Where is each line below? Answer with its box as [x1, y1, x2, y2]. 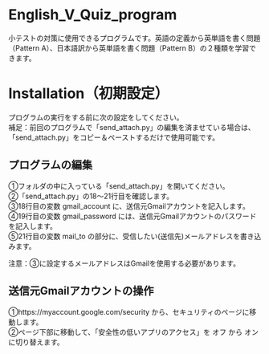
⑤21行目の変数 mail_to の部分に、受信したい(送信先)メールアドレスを [8, 231, 241, 241]
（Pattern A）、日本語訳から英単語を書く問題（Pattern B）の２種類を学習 [8, 43, 250, 53]
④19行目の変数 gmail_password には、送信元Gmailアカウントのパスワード [8, 211, 257, 221]
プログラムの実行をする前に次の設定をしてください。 [8, 112, 184, 122]
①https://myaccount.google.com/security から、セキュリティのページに [8, 307, 250, 316]
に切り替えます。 [8, 337, 64, 347]
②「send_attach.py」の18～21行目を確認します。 [8, 191, 174, 201]
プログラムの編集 [8, 158, 93, 172]
